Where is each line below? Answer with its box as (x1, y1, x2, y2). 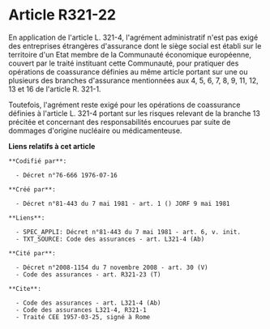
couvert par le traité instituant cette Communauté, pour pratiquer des (8, 58, 239, 68)
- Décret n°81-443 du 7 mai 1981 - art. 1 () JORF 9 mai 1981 (15, 199, 230, 207)
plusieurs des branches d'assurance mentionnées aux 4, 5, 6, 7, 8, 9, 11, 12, (8, 75, 259, 85)
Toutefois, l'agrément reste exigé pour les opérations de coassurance (8, 100, 241, 109)
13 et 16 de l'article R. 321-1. (8, 83, 101, 94)
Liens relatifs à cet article (8, 141, 96, 151)
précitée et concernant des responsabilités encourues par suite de (8, 117, 231, 126)
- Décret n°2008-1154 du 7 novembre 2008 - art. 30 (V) (15, 263, 208, 271)
